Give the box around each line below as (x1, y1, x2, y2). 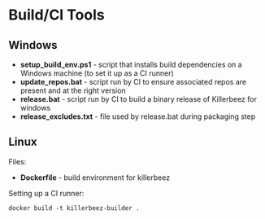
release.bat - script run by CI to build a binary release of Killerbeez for (20, 94, 258, 103)
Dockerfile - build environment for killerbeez (20, 173, 171, 182)
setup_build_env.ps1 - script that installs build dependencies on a (20, 59, 242, 69)
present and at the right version (20, 85, 126, 95)
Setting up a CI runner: (8, 188, 85, 198)
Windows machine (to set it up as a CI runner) (20, 68, 175, 78)
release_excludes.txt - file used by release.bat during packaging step (20, 112, 256, 121)
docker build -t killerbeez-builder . (8, 204, 140, 212)
